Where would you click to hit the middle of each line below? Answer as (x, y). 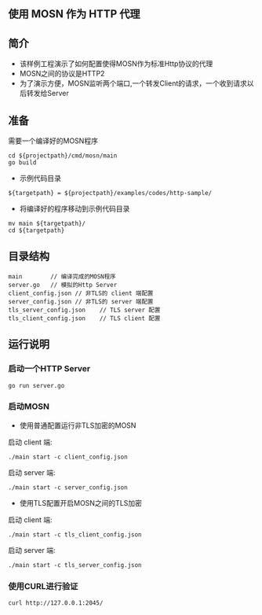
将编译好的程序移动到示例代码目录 (75, 209)
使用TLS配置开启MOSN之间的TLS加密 (81, 503)
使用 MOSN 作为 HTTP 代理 (74, 14)
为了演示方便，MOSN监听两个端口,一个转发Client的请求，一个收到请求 (133, 83)
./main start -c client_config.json (68, 457)
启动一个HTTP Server (49, 369)
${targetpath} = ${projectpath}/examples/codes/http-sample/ (110, 193)
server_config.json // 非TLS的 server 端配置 (81, 301)
